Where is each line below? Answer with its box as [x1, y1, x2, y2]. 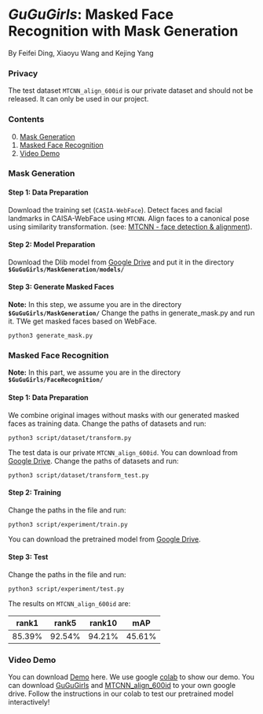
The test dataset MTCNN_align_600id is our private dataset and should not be [8, 86, 254, 95]
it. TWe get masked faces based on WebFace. [8, 316, 157, 326]
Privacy [8, 68, 38, 79]
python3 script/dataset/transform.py [8, 434, 132, 442]
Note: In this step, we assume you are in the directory [8, 300, 182, 309]
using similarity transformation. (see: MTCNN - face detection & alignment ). [8, 222, 253, 231]
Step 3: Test [8, 553, 49, 562]
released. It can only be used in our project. [8, 94, 149, 104]
